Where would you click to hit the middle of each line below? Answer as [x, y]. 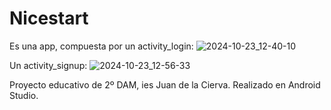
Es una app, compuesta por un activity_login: [101, 46]
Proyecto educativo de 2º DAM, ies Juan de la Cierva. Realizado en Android [165, 84]
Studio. [24, 95]
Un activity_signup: [48, 65]
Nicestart [49, 18]
